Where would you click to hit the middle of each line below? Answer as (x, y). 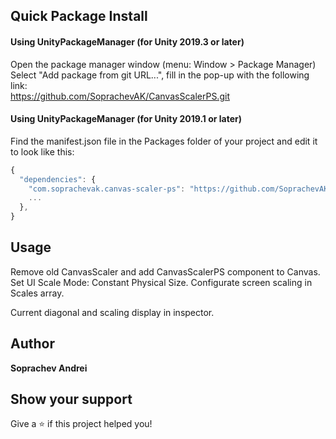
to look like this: (42, 151)
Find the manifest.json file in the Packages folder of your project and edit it (164, 141)
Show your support (71, 399)
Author (32, 344)
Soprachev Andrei (49, 368)
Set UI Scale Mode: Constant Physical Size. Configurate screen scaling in (161, 282)
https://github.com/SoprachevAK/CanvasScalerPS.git (120, 96)
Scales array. (37, 293)
